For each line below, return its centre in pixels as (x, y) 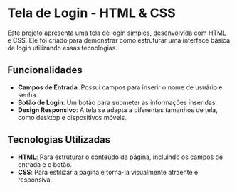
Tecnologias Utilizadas (59, 140)
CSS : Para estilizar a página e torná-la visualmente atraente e (108, 172)
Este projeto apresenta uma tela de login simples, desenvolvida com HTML (117, 33)
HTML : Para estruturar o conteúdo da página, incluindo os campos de (120, 157)
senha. (27, 94)
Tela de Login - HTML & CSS (91, 13)
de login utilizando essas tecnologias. (62, 48)
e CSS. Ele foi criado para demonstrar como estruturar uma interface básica (119, 40)
